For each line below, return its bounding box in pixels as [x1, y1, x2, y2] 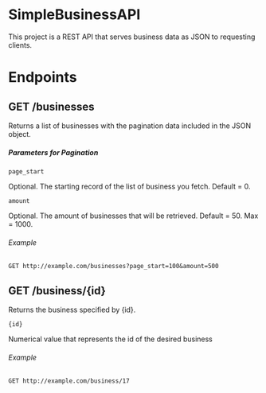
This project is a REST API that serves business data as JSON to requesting [8, 32, 256, 41]
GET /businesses [8, 99, 95, 113]
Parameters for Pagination [8, 147, 99, 157]
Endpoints [8, 68, 77, 87]
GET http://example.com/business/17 [8, 377, 130, 385]
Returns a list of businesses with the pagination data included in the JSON [8, 121, 252, 130]
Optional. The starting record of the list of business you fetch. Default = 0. [8, 181, 251, 191]
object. [8, 129, 32, 138]
